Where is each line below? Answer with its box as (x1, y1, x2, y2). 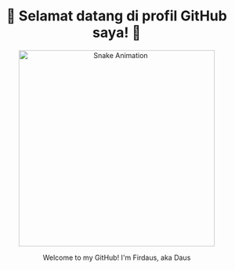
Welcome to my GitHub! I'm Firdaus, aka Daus (42, 253, 191, 262)
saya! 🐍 (92, 24, 142, 42)
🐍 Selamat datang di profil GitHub (5, 7, 228, 25)
